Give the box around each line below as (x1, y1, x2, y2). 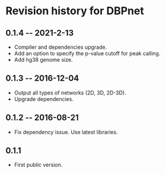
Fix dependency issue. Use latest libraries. (14, 128, 118, 135)
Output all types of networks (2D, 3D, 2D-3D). (14, 89, 126, 96)
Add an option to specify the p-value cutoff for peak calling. (14, 50, 161, 57)
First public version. (14, 162, 63, 169)
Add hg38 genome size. (14, 56, 73, 63)
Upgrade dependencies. (14, 95, 74, 102)
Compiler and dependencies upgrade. (14, 43, 107, 50)
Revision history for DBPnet (5, 4, 145, 18)
